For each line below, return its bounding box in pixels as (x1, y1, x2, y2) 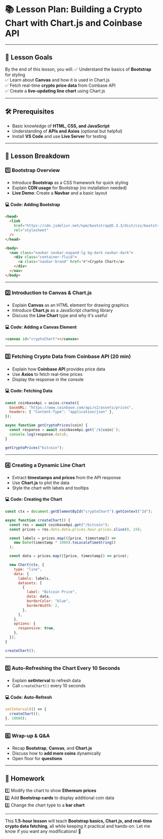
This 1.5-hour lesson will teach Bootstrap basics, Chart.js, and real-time (5, 818, 152, 824)
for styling (5, 72, 26, 78)
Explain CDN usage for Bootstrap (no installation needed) (12, 185, 127, 191)
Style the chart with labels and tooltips (12, 485, 89, 490)
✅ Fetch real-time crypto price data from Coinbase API (5, 82, 116, 88)
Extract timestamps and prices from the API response (12, 474, 121, 480)
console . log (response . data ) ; (9, 432, 68, 437)
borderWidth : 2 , (26, 603, 60, 608)
